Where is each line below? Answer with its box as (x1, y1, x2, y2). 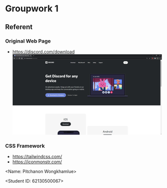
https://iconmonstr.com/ (12, 159, 62, 165)
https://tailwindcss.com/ (12, 153, 62, 159)
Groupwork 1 (5, 3, 59, 14)
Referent (5, 23, 33, 31)
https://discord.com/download (12, 48, 75, 54)
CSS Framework (5, 142, 45, 149)
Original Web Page (5, 38, 51, 45)
